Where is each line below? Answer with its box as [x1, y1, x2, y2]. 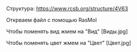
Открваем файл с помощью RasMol [6, 17, 97, 23]
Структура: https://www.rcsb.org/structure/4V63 [6, 5, 129, 12]
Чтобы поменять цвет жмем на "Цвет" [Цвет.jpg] [6, 40, 132, 46]
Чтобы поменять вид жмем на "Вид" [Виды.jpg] [6, 28, 128, 35]
